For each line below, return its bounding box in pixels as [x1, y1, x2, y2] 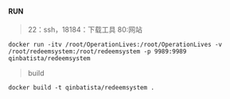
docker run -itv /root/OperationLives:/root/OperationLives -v [8, 40, 223, 49]
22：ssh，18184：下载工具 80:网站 [27, 25, 143, 35]
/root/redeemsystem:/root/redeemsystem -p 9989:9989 [8, 48, 187, 55]
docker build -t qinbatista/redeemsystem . [8, 84, 155, 92]
